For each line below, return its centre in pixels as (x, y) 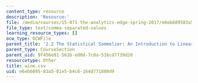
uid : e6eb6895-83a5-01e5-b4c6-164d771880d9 (60, 71)
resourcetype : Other (32, 60)
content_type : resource (35, 11)
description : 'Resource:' (38, 17)
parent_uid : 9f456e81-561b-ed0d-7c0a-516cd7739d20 (70, 55)
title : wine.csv (26, 66)
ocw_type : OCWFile (29, 39)
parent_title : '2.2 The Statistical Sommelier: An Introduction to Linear (100, 44)
